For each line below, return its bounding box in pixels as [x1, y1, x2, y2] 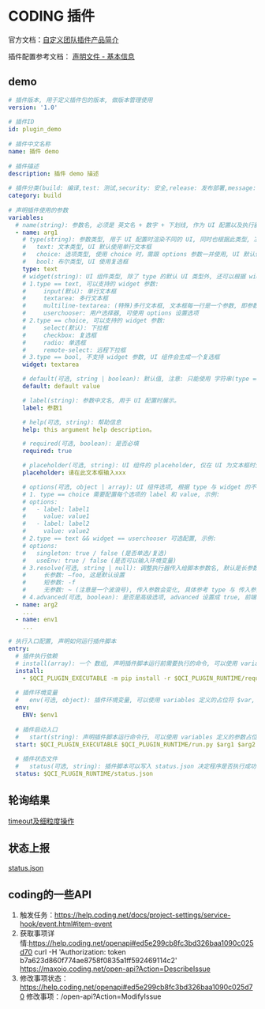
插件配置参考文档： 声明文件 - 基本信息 [8, 51, 136, 61]
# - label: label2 [22, 520, 90, 528]
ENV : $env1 [22, 711, 58, 719]
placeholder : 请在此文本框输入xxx [22, 469, 126, 477]
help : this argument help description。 [22, 425, 156, 433]
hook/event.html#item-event [19, 919, 113, 929]
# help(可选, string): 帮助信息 [22, 418, 121, 426]
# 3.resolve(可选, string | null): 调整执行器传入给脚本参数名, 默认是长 [22, 564, 247, 572]
